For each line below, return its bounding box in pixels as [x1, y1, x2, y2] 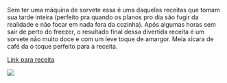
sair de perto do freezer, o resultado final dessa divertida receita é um [7, 27, 204, 36]
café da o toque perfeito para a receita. [7, 43, 118, 50]
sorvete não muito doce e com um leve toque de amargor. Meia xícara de [7, 35, 214, 43]
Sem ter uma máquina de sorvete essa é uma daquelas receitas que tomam [7, 6, 221, 14]
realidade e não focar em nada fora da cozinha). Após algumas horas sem [7, 21, 216, 28]
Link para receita [7, 56, 55, 64]
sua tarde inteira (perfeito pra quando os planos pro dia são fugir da [7, 13, 199, 21]
